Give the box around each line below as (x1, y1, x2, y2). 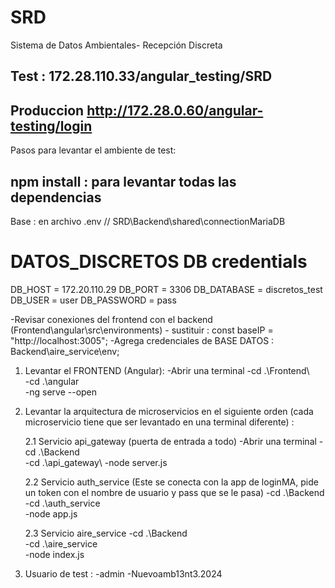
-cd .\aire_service (24, 537, 98, 550)
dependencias (10, 189, 102, 206)
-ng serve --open (24, 386, 98, 398)
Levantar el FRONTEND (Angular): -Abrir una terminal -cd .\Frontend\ (24, 364, 310, 376)
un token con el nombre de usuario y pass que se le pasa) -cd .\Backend (24, 486, 325, 498)
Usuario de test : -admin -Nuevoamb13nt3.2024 (24, 567, 223, 580)
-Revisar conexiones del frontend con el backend (10, 313, 213, 325)
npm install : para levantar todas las (10, 173, 237, 190)
